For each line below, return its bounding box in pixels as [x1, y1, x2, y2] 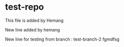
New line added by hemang [5, 27, 60, 32]
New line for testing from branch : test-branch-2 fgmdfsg [5, 36, 120, 42]
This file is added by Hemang [5, 17, 64, 23]
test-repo [5, 1, 44, 13]
